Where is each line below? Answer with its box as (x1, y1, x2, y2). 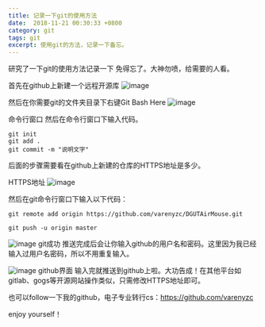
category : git (8, 26, 56, 34)
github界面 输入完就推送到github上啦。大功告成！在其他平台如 (38, 266, 242, 275)
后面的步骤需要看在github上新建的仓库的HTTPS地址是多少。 (8, 160, 205, 171)
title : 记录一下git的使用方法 (8, 11, 98, 20)
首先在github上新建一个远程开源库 (8, 81, 120, 90)
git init (8, 130, 37, 139)
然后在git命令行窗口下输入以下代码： (8, 194, 129, 204)
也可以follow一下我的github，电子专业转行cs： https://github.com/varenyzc (8, 293, 254, 302)
